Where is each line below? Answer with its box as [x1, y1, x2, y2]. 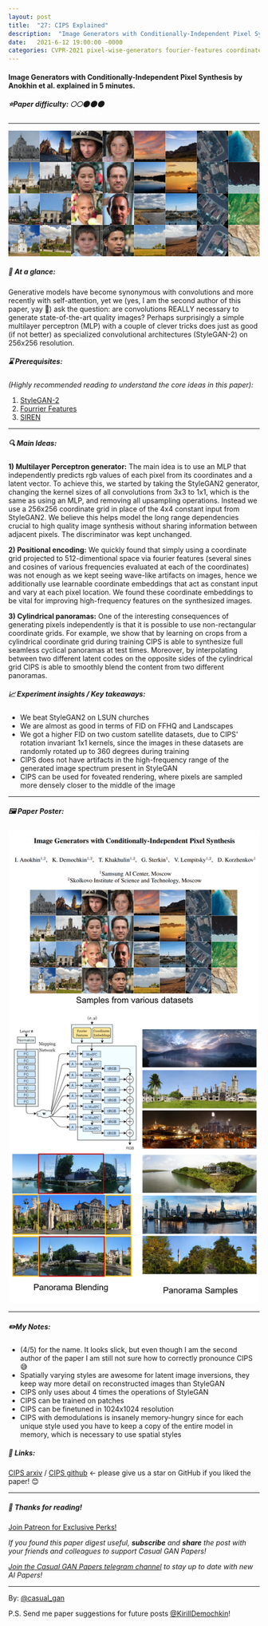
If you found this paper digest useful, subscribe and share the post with [8, 1538, 247, 1548]
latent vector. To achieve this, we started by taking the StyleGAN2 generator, [8, 479, 260, 488]
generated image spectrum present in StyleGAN [19, 763, 178, 773]
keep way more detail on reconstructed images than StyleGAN [19, 1379, 225, 1388]
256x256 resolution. [8, 337, 74, 347]
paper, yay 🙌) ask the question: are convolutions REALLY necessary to [8, 304, 239, 314]
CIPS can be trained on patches [19, 1396, 125, 1406]
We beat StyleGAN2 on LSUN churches [19, 712, 150, 722]
